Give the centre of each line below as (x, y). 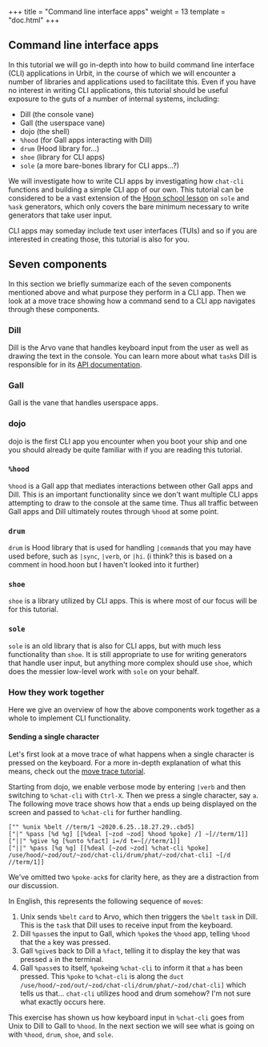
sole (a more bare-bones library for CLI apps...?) (100, 165)
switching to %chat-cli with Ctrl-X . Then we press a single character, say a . (133, 795)
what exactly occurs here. (63, 1002)
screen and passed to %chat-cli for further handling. (95, 813)
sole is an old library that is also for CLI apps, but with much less (115, 646)
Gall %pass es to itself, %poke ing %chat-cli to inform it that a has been (131, 968)
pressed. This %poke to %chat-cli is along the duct (102, 976)
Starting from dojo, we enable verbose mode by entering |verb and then (127, 787)
